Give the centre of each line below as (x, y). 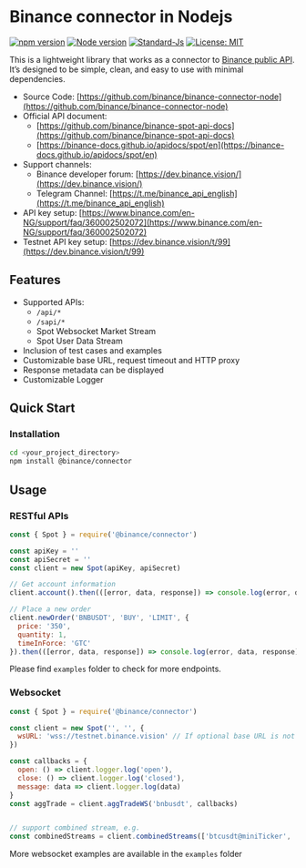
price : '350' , (44, 626)
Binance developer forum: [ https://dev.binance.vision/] (139, 174)
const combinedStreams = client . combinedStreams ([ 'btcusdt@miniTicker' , (150, 837)
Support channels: (57, 164)
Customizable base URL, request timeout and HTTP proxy (131, 360)
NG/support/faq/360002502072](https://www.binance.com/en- (142, 222)
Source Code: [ (51, 97)
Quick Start (42, 408)
